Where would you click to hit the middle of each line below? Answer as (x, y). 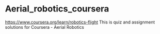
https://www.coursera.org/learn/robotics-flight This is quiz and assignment (80, 22)
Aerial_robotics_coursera (57, 9)
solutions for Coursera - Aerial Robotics (45, 27)
